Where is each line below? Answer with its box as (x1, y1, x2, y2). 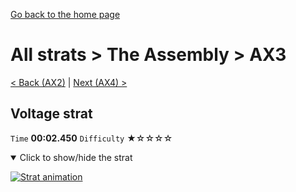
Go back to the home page (10, 9, 121, 20)
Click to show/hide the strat (19, 151, 133, 163)
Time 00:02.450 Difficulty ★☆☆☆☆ (10, 132, 173, 144)
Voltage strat (10, 105, 93, 123)
